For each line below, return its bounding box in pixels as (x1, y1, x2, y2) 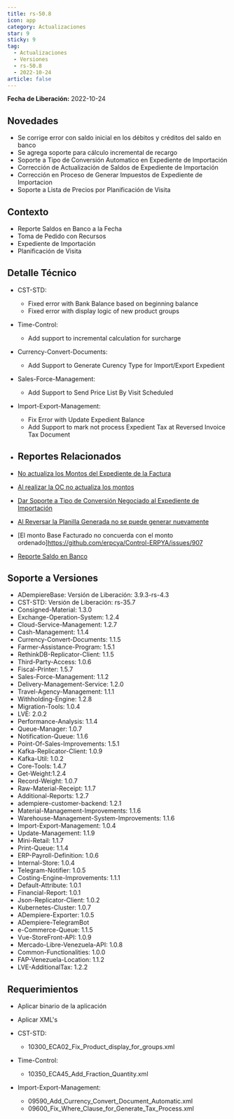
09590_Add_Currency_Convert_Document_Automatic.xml (27, 1097, 193, 1106)
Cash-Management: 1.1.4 (17, 628, 89, 636)
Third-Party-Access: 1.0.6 (17, 658, 92, 666)
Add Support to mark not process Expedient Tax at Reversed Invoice (27, 423, 226, 431)
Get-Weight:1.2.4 (17, 769, 67, 778)
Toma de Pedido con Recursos (17, 232, 106, 240)
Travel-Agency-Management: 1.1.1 (17, 687, 114, 696)
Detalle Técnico (7, 267, 77, 279)
